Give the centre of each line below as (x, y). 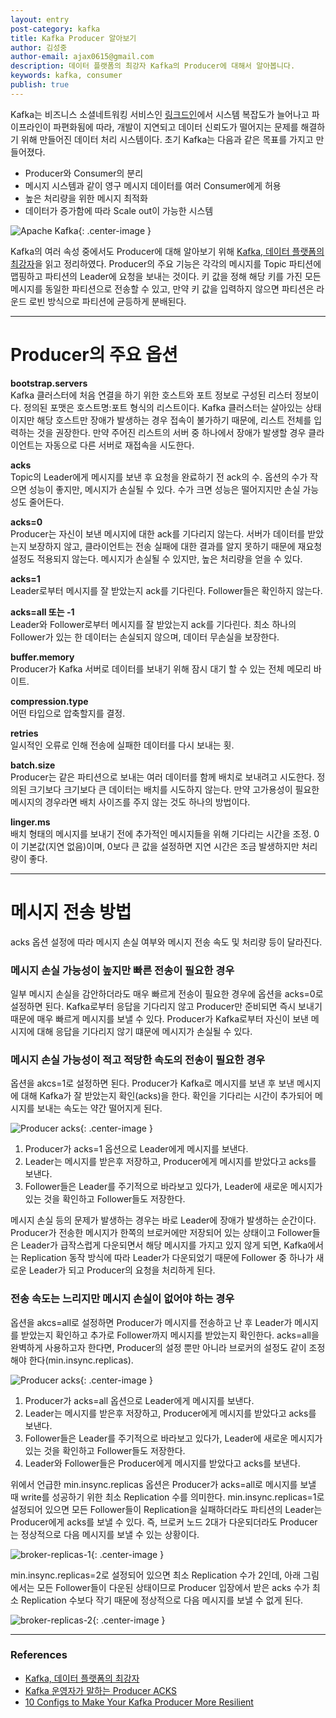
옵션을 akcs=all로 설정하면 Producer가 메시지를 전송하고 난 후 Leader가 (151, 1322)
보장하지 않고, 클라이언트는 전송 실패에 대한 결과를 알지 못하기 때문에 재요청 (175, 546)
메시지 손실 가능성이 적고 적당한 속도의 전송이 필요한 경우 (138, 1059)
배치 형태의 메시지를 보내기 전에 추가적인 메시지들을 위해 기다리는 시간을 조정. (161, 833)
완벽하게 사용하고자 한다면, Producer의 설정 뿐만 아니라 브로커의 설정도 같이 (158, 1347)
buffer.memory (42, 657)
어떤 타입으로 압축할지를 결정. (68, 713)
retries (24, 733)
